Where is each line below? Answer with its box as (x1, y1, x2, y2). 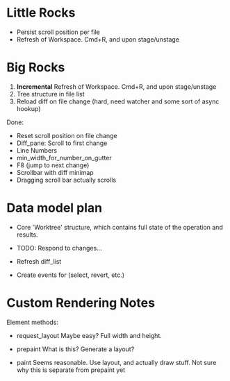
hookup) (16, 104, 41, 112)
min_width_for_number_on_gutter (16, 153, 112, 162)
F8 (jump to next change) (16, 161, 90, 169)
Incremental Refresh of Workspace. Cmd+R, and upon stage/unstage (16, 82, 217, 91)
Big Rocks (6, 60, 65, 76)
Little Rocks (6, 5, 76, 21)
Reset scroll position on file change (16, 131, 117, 139)
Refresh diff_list (16, 257, 62, 265)
